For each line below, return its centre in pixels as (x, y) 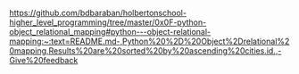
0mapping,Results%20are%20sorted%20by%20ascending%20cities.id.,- (145, 51)
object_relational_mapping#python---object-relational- (110, 32)
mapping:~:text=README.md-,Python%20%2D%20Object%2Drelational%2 (149, 41)
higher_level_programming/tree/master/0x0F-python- (108, 22)
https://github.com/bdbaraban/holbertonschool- (98, 13)
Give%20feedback (44, 60)
